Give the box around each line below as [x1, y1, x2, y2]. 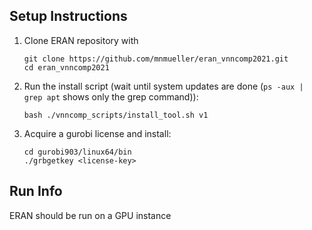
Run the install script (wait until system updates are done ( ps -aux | [23, 80, 304, 92]
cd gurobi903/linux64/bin [23, 147, 132, 157]
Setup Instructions [9, 8, 128, 25]
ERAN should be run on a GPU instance [9, 209, 172, 221]
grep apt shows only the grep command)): [23, 90, 199, 103]
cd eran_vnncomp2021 [23, 62, 110, 73]
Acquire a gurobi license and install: [23, 127, 172, 139]
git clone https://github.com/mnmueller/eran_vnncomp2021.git [23, 54, 289, 64]
